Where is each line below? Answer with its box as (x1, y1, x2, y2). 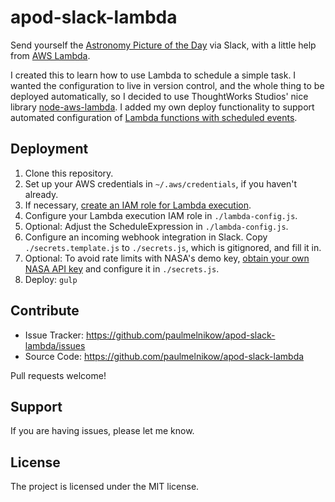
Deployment (10, 141, 89, 158)
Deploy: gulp (24, 273, 78, 285)
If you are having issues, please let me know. (10, 425, 195, 437)
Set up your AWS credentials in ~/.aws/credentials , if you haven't (24, 177, 297, 190)
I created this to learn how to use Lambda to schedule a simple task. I (10, 69, 297, 81)
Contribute (10, 302, 80, 320)
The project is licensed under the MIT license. (10, 481, 200, 493)
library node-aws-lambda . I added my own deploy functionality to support (10, 101, 315, 113)
